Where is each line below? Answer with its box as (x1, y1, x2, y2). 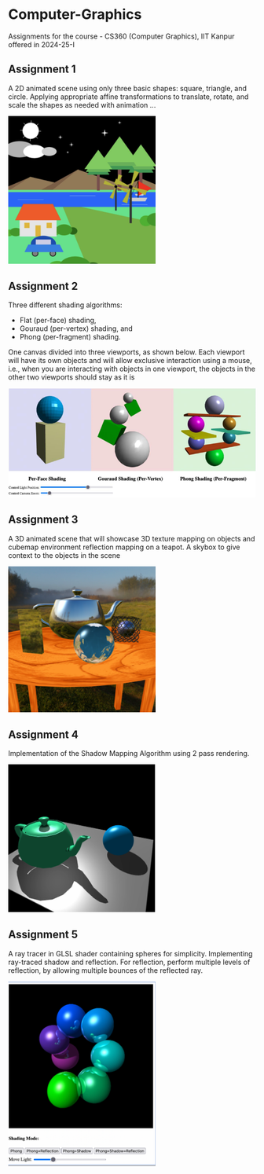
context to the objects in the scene (8, 550, 120, 559)
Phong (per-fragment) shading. (19, 332, 121, 342)
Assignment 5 (8, 928, 79, 941)
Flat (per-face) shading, (19, 316, 97, 325)
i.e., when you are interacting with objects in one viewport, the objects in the (8, 364, 255, 374)
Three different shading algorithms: (8, 300, 123, 310)
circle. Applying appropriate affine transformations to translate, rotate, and (8, 92, 249, 101)
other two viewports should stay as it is (8, 372, 135, 382)
